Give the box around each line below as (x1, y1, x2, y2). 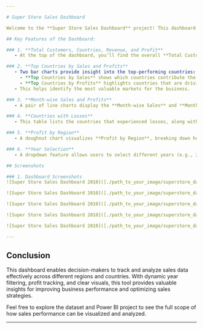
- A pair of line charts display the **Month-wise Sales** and (14, 102, 177, 109)
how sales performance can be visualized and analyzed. (6, 310, 147, 318)
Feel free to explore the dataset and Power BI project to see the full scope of (6, 304, 196, 311)
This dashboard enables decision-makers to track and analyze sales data (6, 266, 188, 273)
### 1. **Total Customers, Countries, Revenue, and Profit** (6, 46, 164, 53)
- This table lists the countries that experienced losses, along (14, 119, 185, 125)
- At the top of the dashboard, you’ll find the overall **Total (14, 53, 182, 59)
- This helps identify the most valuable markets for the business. (14, 86, 190, 92)
